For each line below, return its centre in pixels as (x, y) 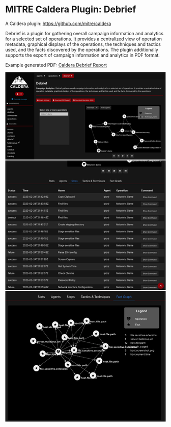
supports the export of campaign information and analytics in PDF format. (83, 55)
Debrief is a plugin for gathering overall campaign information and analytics (84, 33)
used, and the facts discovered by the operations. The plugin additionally (82, 49)
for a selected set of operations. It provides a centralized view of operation (83, 39)
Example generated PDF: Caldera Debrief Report (56, 65)
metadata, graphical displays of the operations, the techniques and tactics (83, 44)
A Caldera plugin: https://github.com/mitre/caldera (58, 23)
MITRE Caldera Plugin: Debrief (71, 9)
